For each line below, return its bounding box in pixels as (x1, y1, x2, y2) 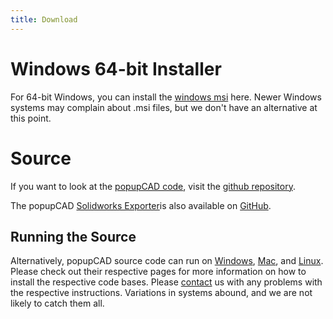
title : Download (10, 14, 78, 25)
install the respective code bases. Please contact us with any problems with (10, 276, 323, 288)
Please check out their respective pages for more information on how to (10, 266, 307, 278)
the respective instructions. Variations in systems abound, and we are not (10, 287, 313, 299)
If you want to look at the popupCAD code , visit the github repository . (10, 180, 296, 192)
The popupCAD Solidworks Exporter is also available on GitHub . (10, 199, 272, 211)
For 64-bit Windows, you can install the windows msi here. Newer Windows (10, 91, 322, 103)
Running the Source (10, 228, 137, 245)
